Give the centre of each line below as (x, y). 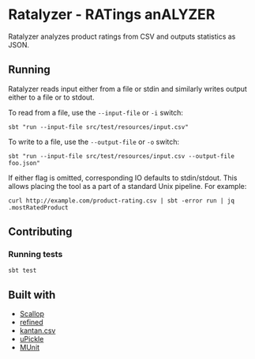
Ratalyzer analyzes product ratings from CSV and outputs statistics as (122, 36)
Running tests (36, 255)
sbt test (22, 270)
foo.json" (24, 163)
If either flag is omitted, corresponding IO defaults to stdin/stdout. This (123, 178)
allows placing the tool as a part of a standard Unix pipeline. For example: (127, 186)
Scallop (32, 314)
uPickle (32, 339)
